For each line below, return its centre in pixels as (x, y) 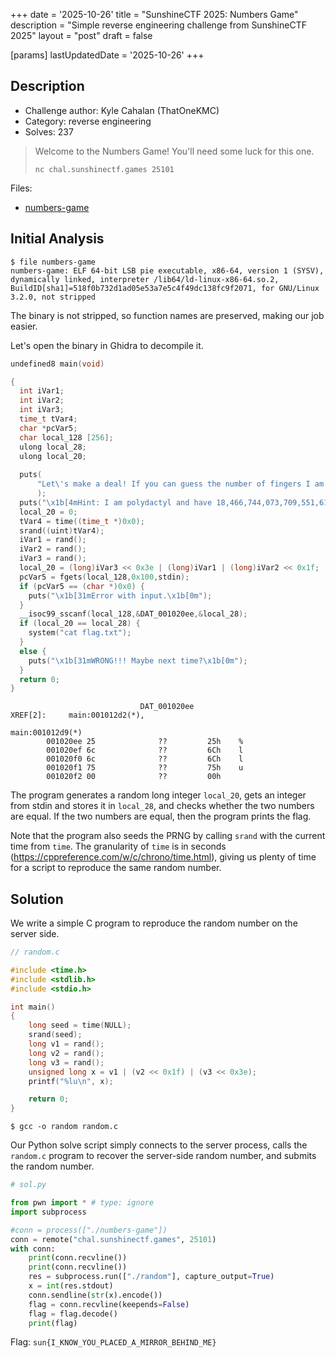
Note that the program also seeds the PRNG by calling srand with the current (168, 836)
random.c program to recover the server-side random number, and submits (163, 1156)
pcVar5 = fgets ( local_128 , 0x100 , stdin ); (104, 577)
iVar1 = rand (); (53, 540)
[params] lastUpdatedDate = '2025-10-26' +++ (107, 55)
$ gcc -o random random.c (64, 1127)
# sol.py (28, 1185)
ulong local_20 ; (53, 456)
